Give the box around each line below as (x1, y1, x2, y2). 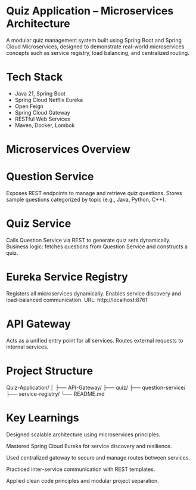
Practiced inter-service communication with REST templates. (6, 466, 155, 473)
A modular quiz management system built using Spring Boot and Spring (6, 36, 182, 44)
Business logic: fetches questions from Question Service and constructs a (6, 243, 188, 250)
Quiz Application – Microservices (6, 4, 174, 18)
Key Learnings (6, 411, 79, 424)
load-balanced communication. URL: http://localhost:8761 (6, 296, 148, 303)
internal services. (6, 343, 49, 350)
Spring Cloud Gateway (14, 109, 70, 116)
